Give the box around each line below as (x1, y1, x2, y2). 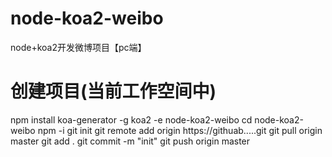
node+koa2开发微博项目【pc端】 (10, 41, 147, 53)
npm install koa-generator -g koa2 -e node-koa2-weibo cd (10, 113, 253, 126)
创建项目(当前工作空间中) (10, 80, 217, 103)
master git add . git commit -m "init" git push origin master (10, 135, 251, 147)
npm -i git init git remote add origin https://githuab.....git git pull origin (37, 124, 323, 136)
